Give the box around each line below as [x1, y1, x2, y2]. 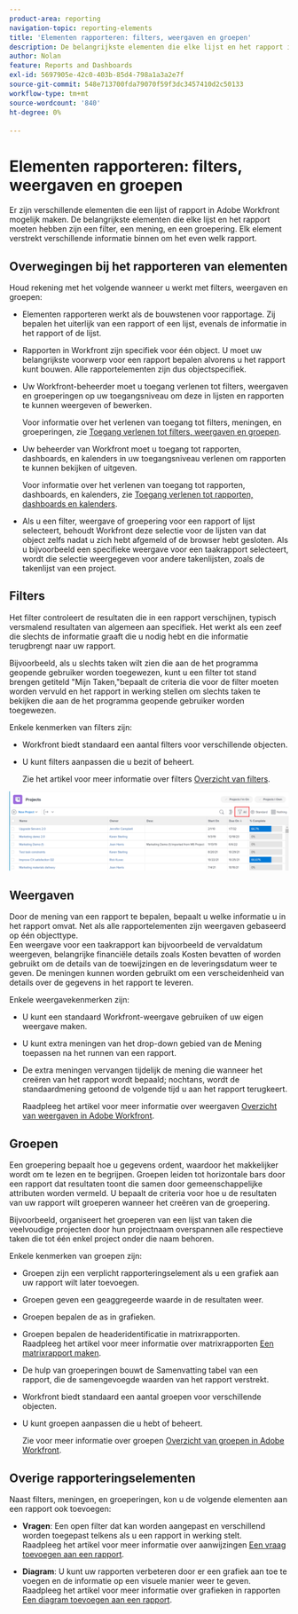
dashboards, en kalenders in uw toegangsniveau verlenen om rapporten [21, 453, 286, 463]
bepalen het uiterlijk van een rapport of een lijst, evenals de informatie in [21, 319, 286, 328]
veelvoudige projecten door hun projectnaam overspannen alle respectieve [9, 1224, 284, 1235]
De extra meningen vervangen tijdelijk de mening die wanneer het [21, 1065, 263, 1075]
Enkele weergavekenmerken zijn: [9, 995, 130, 1005]
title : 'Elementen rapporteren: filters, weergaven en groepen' [9, 33, 252, 42]
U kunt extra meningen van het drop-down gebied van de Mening [21, 1038, 263, 1049]
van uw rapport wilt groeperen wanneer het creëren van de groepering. [9, 1198, 271, 1209]
